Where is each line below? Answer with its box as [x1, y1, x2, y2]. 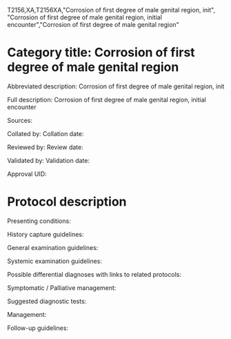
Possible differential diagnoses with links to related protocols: [7, 270, 181, 278]
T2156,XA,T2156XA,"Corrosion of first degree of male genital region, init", [7, 6, 216, 14]
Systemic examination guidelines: [7, 257, 102, 265]
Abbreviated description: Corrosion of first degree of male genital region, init [7, 82, 225, 90]
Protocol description [7, 194, 127, 210]
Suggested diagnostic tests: [7, 297, 87, 305]
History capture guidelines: [7, 230, 84, 238]
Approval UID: [7, 169, 47, 178]
